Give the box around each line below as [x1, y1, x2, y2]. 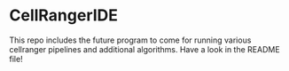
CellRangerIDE [9, 5, 118, 26]
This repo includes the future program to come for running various [9, 35, 252, 45]
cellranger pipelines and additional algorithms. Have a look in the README [9, 43, 281, 54]
